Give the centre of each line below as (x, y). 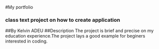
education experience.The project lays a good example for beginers (75, 36)
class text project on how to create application (63, 20)
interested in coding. (26, 41)
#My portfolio (19, 7)
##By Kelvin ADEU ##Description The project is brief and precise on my (79, 31)
